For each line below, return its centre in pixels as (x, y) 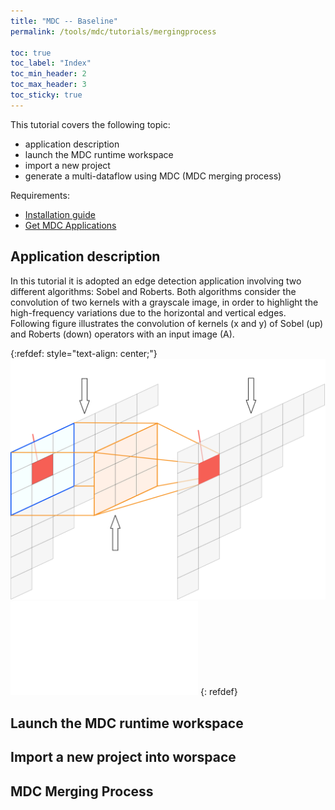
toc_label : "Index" (51, 63)
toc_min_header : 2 (48, 74)
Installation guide (60, 214)
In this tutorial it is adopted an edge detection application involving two (156, 281)
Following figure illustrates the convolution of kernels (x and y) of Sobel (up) (167, 323)
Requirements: (40, 195)
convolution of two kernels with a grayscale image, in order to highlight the (164, 302)
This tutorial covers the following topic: (90, 124)
